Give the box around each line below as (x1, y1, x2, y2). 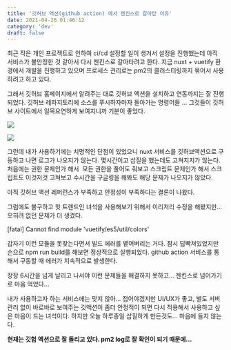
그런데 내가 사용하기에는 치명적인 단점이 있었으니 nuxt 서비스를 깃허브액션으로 (7, 148, 217, 156)
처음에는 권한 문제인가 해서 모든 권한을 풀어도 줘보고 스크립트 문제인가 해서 (7, 165, 210, 173)
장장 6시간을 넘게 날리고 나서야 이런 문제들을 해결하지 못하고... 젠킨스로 (7, 271, 199, 280)
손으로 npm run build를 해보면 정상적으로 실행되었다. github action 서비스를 (7, 248, 212, 256)
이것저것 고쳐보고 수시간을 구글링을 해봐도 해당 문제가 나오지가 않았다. (25, 173, 214, 182)
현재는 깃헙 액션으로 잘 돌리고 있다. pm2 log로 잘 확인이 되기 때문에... (7, 336, 192, 344)
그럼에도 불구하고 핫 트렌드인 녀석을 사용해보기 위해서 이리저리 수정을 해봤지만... (7, 203, 223, 211)
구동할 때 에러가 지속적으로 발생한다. (19, 257, 118, 265)
